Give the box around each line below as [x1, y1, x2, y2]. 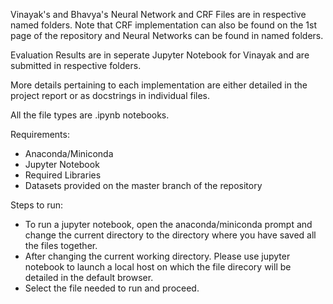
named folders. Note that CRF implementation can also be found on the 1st [10, 19, 318, 31]
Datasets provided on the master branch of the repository [24, 180, 263, 191]
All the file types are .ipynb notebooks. [10, 109, 170, 121]
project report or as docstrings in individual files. [10, 90, 211, 101]
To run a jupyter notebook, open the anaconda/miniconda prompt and [24, 219, 313, 230]
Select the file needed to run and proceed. [24, 282, 200, 294]
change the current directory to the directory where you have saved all [24, 229, 317, 241]
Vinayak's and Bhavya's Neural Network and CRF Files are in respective [10, 9, 307, 20]
